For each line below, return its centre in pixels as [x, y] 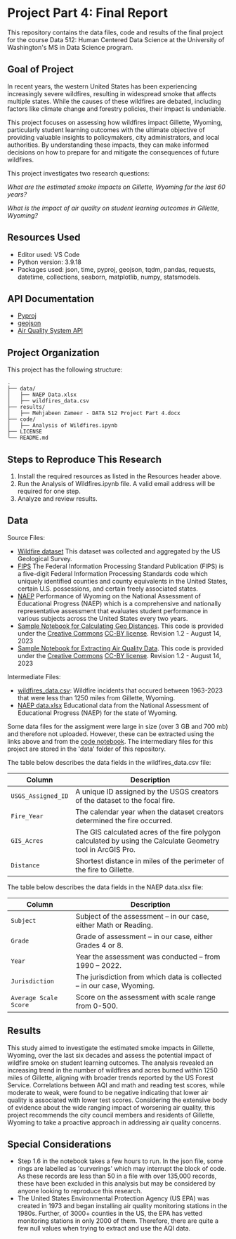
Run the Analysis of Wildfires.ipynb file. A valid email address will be [116, 484]
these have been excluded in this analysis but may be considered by [116, 1184]
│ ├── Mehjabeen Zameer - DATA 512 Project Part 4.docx [94, 413]
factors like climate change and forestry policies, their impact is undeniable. [117, 109]
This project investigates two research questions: [78, 173]
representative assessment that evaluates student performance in [113, 611]
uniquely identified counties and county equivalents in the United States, [123, 581]
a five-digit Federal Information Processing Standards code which [113, 573]
